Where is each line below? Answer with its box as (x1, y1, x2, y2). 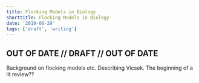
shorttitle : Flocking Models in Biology (6, 15, 110, 21)
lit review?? (6, 71, 34, 78)
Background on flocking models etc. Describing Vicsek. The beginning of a (6, 64, 194, 71)
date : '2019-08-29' (6, 20, 56, 26)
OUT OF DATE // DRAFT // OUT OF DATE (6, 48, 158, 58)
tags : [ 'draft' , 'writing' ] (6, 25, 77, 32)
